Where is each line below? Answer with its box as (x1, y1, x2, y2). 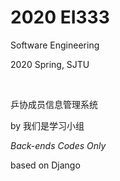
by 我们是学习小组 (10, 119, 85, 131)
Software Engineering (10, 39, 100, 51)
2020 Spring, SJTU (10, 58, 90, 70)
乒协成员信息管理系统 (10, 98, 98, 110)
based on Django (10, 159, 81, 171)
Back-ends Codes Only (10, 139, 107, 151)
